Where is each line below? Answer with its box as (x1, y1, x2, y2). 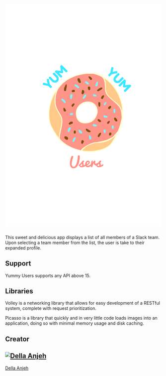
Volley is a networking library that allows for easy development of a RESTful (5, 300, 161, 306)
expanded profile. (5, 245, 41, 251)
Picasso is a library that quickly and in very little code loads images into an (5, 315, 158, 321)
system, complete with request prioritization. (5, 305, 97, 311)
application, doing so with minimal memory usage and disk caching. (5, 320, 144, 326)
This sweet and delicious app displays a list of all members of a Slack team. (5, 234, 160, 240)
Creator (5, 335, 30, 343)
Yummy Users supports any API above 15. (5, 272, 91, 278)
